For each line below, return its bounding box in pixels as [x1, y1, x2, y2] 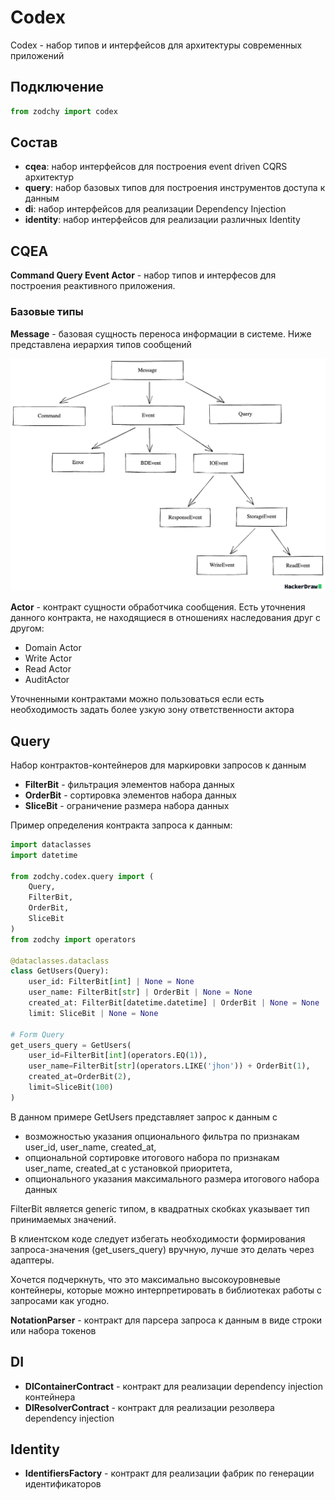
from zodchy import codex [10, 106, 118, 116]
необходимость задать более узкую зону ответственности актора [10, 704, 295, 716]
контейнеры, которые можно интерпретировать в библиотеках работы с [10, 1284, 322, 1296]
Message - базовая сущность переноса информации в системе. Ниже [10, 327, 312, 340]
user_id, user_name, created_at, [24, 1141, 157, 1153]
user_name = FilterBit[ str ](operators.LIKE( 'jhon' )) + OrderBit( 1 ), [28, 1061, 311, 1071]
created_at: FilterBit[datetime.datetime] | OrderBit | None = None [28, 998, 320, 1008]
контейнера [24, 1391, 76, 1403]
